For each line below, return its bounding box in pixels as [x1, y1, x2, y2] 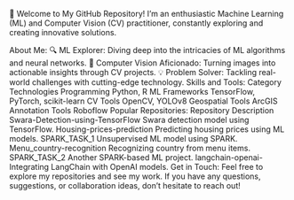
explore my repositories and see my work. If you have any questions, [9, 171, 261, 181]
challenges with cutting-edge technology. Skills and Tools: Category [31, 77, 282, 88]
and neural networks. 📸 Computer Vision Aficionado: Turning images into [9, 58, 276, 68]
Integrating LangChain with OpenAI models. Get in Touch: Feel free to [9, 162, 264, 172]
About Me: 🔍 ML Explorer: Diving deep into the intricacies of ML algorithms [9, 45, 286, 55]
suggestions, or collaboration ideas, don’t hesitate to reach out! [9, 181, 242, 190]
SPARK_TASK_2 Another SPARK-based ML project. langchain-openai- [9, 152, 264, 163]
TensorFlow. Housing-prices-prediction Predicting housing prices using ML [9, 124, 285, 135]
